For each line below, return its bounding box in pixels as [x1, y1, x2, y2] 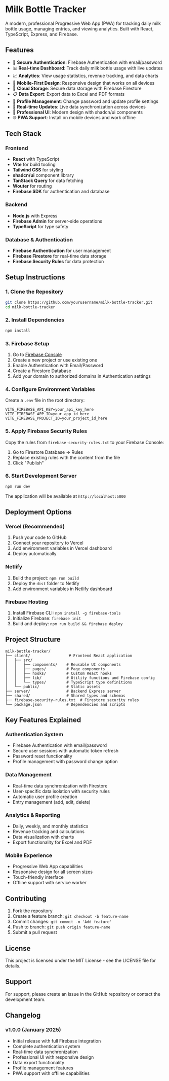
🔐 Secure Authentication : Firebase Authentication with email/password [12, 59, 162, 65]
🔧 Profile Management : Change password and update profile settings [12, 98, 158, 104]
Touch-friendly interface [12, 874, 64, 880]
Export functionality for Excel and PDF [12, 839, 93, 845]
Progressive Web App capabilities [12, 863, 83, 870]
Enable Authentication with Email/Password [12, 362, 103, 368]
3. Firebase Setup [5, 340, 50, 347]
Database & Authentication [5, 236, 73, 243]
